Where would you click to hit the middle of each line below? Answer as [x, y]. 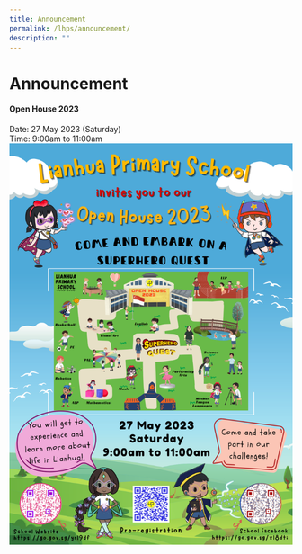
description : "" [40, 38]
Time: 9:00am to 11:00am [56, 138]
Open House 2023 [44, 109]
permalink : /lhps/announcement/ [70, 28]
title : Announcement [48, 19]
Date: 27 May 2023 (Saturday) [65, 129]
